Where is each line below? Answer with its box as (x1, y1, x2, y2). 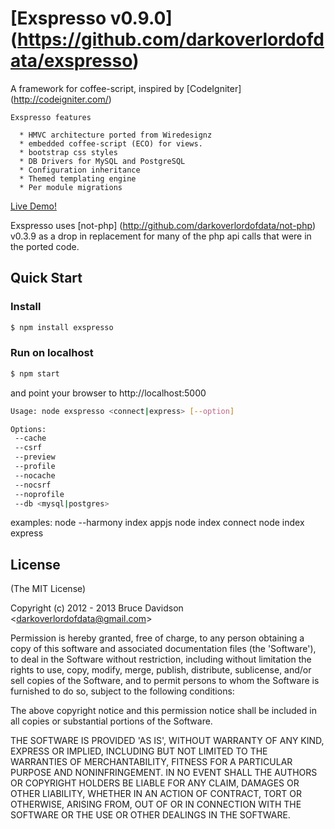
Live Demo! (10, 200, 57, 212)
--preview (14, 452, 56, 462)
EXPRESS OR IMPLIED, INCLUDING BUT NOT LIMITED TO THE (10, 745, 268, 757)
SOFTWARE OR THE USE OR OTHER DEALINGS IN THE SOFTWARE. (10, 809, 291, 821)
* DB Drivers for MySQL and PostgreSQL (19, 156, 186, 166)
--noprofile (14, 489, 65, 499)
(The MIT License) (10, 583, 87, 595)
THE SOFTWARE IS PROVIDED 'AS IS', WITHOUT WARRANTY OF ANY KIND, (10, 735, 325, 747)
